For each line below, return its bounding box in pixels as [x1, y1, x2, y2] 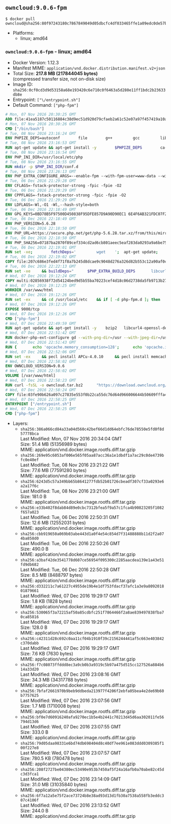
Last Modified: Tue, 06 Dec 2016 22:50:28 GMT [20, 567, 121, 573]
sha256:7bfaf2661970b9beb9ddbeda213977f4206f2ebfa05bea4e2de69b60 [20, 689, 164, 694]
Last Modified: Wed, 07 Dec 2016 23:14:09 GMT [20, 776, 121, 782]
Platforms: [12, 30, 35, 36]
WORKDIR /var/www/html [5, 288, 53, 293]
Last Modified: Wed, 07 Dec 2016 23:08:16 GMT [20, 671, 121, 677]
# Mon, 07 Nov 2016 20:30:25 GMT [5, 112, 76, 117]
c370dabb [20, 641, 39, 646]
